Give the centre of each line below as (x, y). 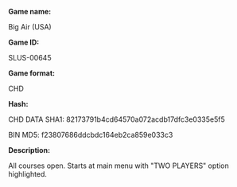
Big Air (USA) (30, 27)
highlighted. (28, 174)
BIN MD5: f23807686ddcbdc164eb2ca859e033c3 (91, 135)
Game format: (32, 73)
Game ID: (24, 42)
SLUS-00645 (30, 58)
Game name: (30, 12)
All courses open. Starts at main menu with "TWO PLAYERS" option (118, 166)
